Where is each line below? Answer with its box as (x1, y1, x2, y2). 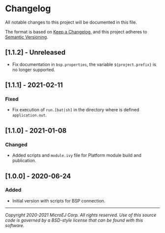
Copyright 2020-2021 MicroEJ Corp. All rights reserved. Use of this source (5, 212, 156, 218)
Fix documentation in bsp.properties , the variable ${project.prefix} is (12, 61, 156, 67)
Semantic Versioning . (5, 34, 48, 40)
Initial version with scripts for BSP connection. (12, 198, 106, 203)
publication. (12, 158, 36, 164)
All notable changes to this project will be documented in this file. (5, 19, 137, 25)
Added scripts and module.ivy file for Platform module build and (12, 152, 141, 158)
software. (5, 222, 25, 228)
